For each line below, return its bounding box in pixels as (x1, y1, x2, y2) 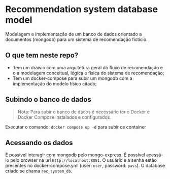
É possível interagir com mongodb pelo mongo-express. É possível (5, 152, 146, 158)
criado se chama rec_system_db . (5, 168, 73, 174)
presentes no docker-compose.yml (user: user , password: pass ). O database (5, 163, 165, 169)
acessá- (146, 152, 163, 158)
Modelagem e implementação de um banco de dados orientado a (5, 31, 142, 37)
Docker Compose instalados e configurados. (17, 114, 112, 120)
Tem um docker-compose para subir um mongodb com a (12, 75, 132, 81)
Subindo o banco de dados (5, 95, 91, 104)
